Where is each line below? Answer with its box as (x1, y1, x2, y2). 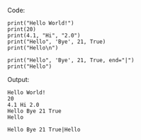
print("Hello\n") (7, 45, 59, 52)
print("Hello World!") (7, 20, 74, 27)
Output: (7, 76, 30, 83)
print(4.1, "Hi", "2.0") (7, 32, 81, 39)
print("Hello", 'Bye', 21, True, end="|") (7, 57, 135, 64)
